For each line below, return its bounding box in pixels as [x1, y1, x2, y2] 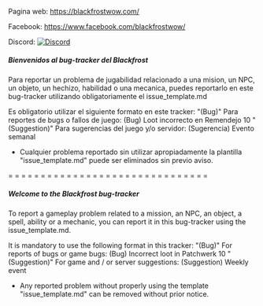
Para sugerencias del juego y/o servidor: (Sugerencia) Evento [54, 124, 254, 133]
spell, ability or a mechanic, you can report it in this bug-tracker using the [8, 216, 246, 227]
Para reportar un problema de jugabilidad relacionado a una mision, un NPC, [8, 75, 256, 84]
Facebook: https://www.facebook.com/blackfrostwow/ [8, 22, 186, 31]
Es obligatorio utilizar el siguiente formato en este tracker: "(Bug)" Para [8, 106, 239, 116]
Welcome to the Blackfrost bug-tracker [8, 189, 139, 198]
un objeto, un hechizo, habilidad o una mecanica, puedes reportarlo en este [8, 83, 254, 93]
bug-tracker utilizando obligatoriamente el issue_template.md [8, 91, 207, 101]
